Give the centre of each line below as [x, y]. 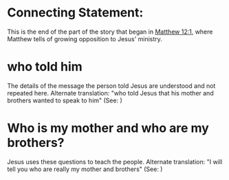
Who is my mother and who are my [108, 128]
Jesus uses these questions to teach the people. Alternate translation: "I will [115, 161]
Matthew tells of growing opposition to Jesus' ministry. [85, 38]
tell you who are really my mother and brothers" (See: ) [85, 169]
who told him [45, 67]
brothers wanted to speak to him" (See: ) [65, 100]
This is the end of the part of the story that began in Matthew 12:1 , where [110, 32]
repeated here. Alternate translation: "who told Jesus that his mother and [111, 93]
